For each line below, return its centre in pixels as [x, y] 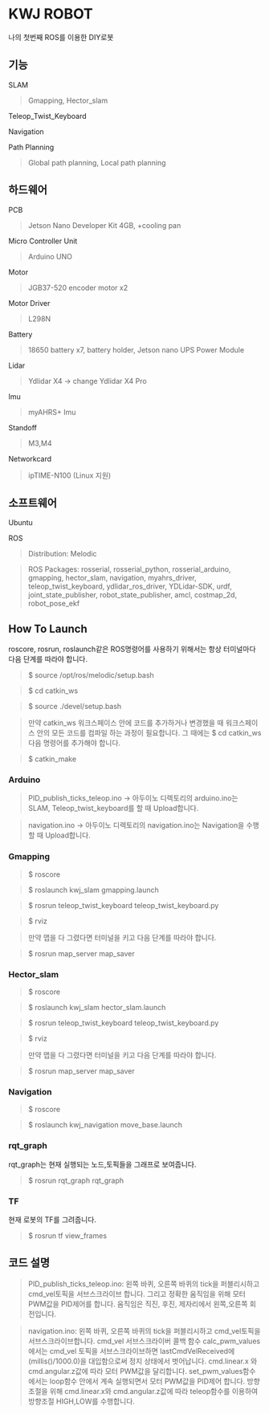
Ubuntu [21, 523]
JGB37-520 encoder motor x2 [78, 287]
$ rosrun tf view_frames [67, 1235]
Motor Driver [29, 303]
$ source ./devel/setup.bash [75, 707]
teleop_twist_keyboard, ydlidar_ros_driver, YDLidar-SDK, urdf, [130, 586]
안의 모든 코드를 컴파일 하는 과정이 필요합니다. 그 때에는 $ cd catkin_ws [149, 733]
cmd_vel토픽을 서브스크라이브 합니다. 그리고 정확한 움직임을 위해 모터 [137, 1294]
